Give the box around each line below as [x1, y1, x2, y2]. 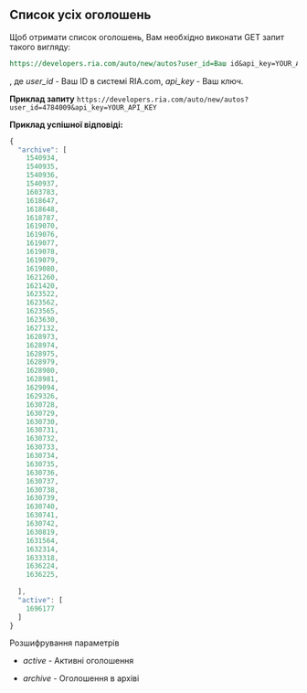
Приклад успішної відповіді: [9, 119, 123, 130]
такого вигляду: [9, 41, 71, 52]
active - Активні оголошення [22, 656, 134, 666]
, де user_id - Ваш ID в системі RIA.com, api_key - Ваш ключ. [9, 75, 244, 86]
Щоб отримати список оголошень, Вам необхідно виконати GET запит [9, 31, 285, 42]
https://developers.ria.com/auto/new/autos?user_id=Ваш [9, 59, 227, 68]
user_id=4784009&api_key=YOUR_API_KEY [9, 102, 157, 112]
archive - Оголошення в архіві [22, 673, 140, 684]
